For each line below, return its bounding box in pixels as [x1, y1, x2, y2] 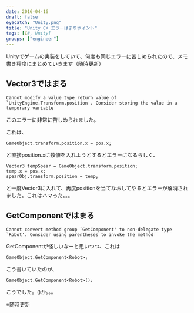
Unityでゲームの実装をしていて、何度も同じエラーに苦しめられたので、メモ [6, 53, 188, 59]
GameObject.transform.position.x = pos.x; [6, 140, 112, 146]
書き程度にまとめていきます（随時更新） [6, 60, 104, 67]
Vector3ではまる [6, 79, 68, 89]
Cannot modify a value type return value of [6, 95, 117, 100]
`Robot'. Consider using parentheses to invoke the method [6, 231, 154, 238]
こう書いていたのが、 [6, 265, 58, 272]
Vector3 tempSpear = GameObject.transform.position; [6, 163, 138, 169]
